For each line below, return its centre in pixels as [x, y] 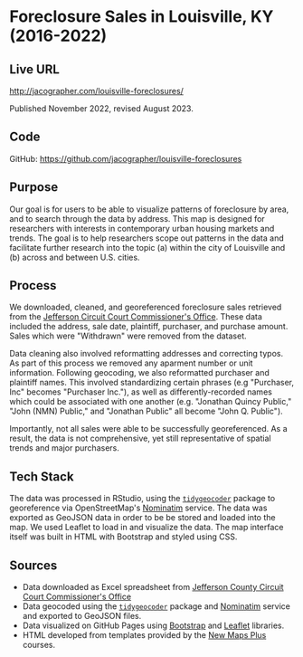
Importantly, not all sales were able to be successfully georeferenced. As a [148, 429]
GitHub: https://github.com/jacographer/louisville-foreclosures [126, 158]
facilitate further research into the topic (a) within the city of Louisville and [147, 247]
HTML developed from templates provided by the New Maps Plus [144, 635]
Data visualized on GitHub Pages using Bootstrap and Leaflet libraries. [153, 625]
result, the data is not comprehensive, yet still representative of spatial [140, 438]
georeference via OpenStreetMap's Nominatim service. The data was [138, 508]
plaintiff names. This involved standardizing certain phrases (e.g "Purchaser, [152, 383]
